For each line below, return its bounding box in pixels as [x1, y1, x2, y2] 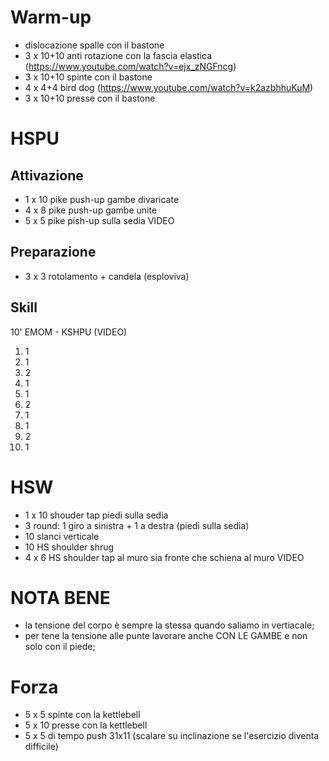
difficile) [24, 741, 59, 753]
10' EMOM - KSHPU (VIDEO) [10, 326, 128, 338]
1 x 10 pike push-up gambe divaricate [24, 193, 180, 205]
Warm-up [10, 6, 92, 29]
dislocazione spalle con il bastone [24, 39, 165, 51]
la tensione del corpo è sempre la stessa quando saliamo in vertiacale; [24, 619, 315, 631]
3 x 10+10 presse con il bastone [24, 92, 156, 104]
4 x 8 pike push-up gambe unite [24, 204, 158, 216]
